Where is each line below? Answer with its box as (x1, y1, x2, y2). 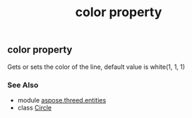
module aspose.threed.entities (17, 96, 107, 104)
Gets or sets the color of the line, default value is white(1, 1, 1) (7, 63, 186, 71)
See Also (7, 80, 39, 90)
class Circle (17, 103, 52, 112)
